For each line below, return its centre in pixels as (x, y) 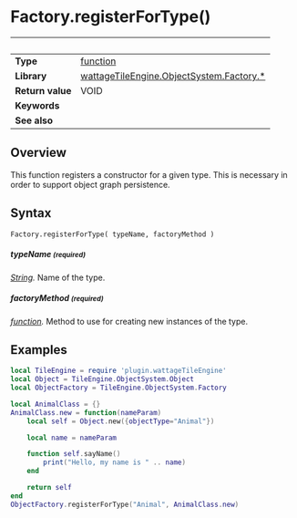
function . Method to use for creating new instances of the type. (129, 321)
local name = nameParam (72, 438)
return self (49, 488)
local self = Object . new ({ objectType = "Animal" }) (121, 421)
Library (31, 76)
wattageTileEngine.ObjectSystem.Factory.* (173, 76)
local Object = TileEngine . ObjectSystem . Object (102, 379)
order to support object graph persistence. (91, 184)
